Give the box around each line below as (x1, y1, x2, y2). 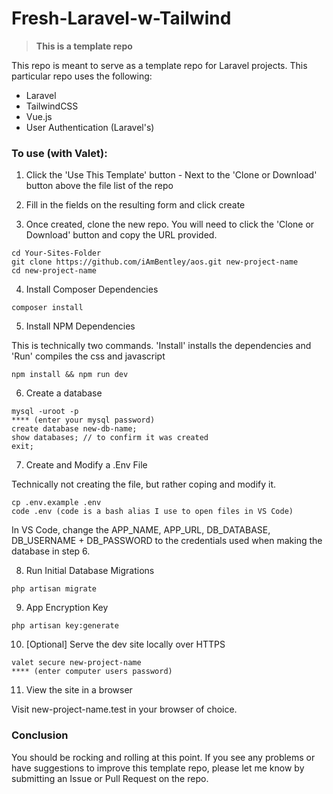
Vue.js (25, 110, 53, 122)
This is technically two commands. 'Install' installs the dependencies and (11, 340, 312, 352)
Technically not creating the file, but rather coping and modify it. (11, 478, 277, 491)
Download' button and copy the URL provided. (25, 229, 218, 241)
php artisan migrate (11, 584, 98, 594)
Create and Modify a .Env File (25, 459, 148, 471)
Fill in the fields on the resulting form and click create (25, 199, 246, 211)
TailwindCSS (25, 100, 79, 112)
